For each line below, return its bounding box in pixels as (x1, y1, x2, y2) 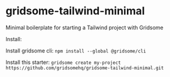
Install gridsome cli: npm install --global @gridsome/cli (5, 47, 146, 54)
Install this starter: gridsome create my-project (5, 58, 121, 66)
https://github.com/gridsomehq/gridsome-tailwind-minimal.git (5, 64, 164, 71)
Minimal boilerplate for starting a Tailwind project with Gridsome (5, 24, 164, 31)
